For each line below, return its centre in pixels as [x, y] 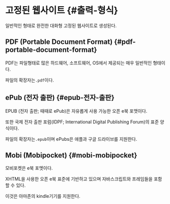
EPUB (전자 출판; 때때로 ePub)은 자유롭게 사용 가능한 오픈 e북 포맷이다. [76, 111]
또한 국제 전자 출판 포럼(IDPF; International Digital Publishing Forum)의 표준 [82, 122]
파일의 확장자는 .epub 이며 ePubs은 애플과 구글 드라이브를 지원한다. [71, 139]
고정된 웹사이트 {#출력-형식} [62, 10]
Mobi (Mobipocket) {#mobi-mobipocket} [71, 155]
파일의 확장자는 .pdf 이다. [30, 80]
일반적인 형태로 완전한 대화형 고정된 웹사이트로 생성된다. [61, 25]
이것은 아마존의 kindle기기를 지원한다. [43, 196]
